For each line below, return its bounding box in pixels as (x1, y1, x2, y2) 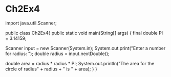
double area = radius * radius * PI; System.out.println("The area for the (5, 60, 155, 66)
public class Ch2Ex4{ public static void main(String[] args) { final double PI (5, 30, 163, 36)
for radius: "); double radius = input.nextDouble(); (5, 50, 110, 57)
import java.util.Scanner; (5, 20, 57, 26)
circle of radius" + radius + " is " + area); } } (5, 66, 97, 72)
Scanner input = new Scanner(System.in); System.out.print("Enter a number (5, 45, 166, 51)
